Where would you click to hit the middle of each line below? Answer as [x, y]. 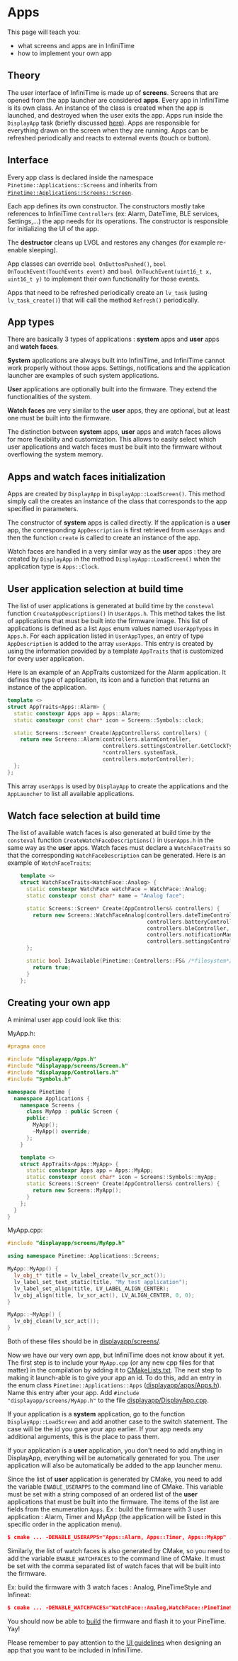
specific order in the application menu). [65, 1524]
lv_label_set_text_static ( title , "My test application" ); [101, 1282]
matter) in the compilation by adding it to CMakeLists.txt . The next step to [114, 1370]
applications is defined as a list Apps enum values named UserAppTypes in [113, 628]
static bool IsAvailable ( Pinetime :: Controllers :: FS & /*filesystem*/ [129, 961]
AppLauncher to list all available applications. [71, 793]
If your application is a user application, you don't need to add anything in [115, 1450]
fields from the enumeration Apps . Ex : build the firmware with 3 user [107, 1509]
